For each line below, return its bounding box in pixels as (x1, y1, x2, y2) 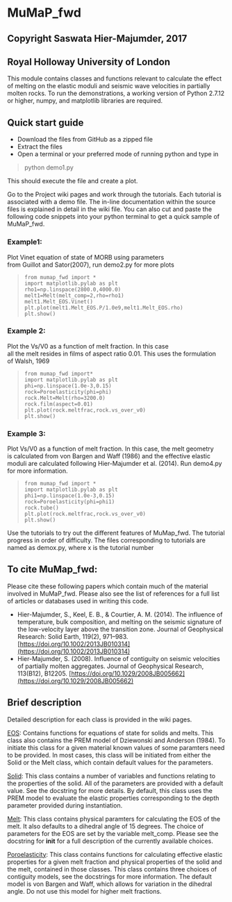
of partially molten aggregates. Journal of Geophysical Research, (17, 662, 204, 670)
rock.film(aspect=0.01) (24, 401, 94, 408)
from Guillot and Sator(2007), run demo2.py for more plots (7, 260, 175, 269)
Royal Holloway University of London (7, 56, 170, 67)
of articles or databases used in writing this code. (7, 596, 149, 605)
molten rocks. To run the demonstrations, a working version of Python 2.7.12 (7, 89, 225, 98)
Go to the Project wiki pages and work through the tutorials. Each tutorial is (7, 190, 222, 199)
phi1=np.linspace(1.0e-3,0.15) (24, 492, 115, 499)
